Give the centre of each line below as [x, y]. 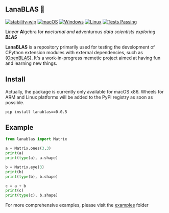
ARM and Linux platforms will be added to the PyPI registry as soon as [79, 97]
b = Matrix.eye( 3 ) [25, 167]
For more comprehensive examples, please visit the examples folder [77, 205]
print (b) [15, 172]
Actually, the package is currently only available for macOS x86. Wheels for [85, 91]
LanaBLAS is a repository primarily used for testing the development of [80, 47]
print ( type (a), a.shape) [32, 158]
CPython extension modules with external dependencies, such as [74, 52]
